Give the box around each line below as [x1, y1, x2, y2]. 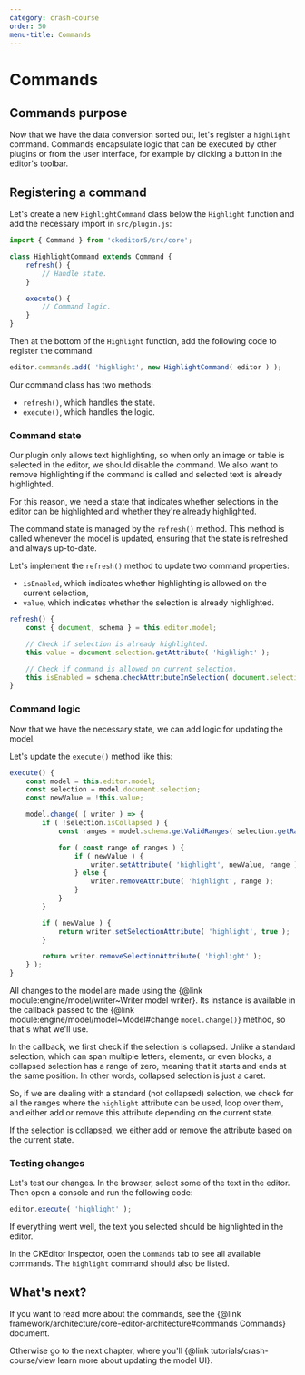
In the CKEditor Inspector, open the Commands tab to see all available [9, 1249, 261, 1260]
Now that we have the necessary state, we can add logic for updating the [9, 723, 283, 734]
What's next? [9, 1284, 87, 1300]
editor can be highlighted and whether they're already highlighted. [9, 506, 257, 517]
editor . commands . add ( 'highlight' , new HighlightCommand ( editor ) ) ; [9, 363, 282, 372]
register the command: [9, 346, 94, 357]
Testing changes [9, 1156, 85, 1169]
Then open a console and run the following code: [9, 1187, 193, 1198]
